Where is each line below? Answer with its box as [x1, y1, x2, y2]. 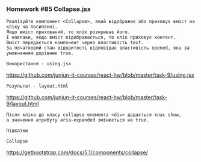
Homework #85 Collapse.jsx [6, 5, 91, 13]
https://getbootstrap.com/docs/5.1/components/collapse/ [6, 149, 149, 156]
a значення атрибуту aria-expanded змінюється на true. [6, 117, 149, 123]
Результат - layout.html [6, 83, 69, 89]
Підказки [6, 128, 28, 134]
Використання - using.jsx [6, 61, 71, 67]
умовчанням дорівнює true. [6, 50, 74, 56]
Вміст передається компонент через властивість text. [6, 40, 144, 46]
